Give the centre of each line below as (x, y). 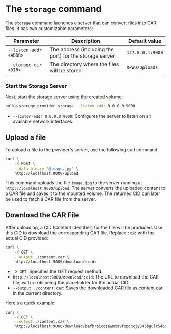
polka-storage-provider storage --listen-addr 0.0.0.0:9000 (70, 106)
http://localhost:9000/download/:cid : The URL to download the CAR (86, 277)
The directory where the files (84, 64)
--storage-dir (25, 65)
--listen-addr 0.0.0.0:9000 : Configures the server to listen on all (82, 116)
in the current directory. (37, 293)
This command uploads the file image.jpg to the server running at (74, 183)
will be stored (66, 70)
